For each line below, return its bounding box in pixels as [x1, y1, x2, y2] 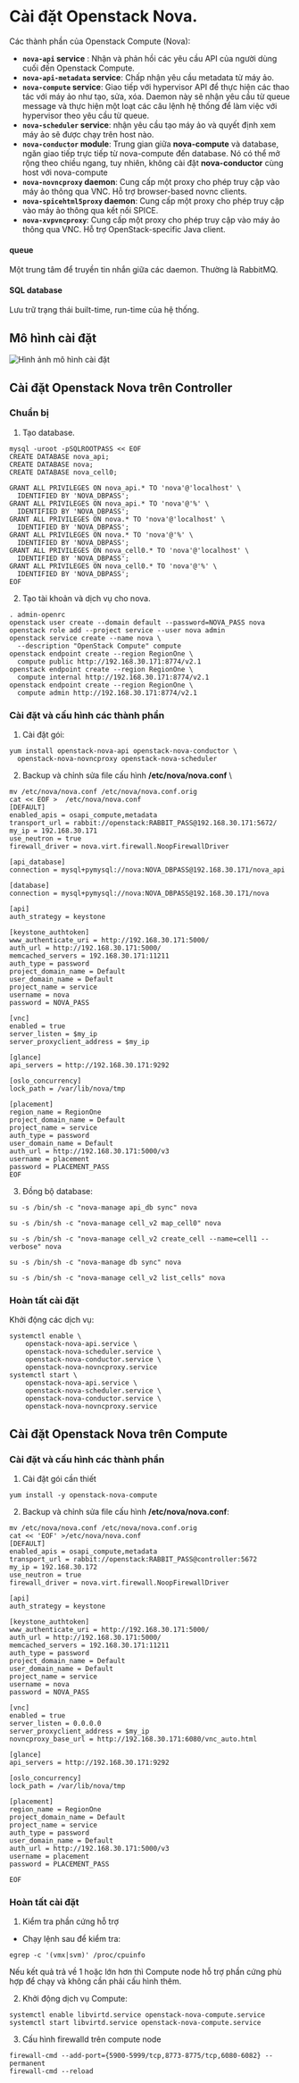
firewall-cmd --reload [9, 2067, 94, 2076]
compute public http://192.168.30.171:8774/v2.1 [17, 657, 202, 666]
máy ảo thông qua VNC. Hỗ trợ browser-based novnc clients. [21, 186, 247, 197]
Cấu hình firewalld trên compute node [21, 2034, 162, 2045]
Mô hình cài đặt [9, 330, 96, 346]
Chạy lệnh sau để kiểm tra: [21, 1934, 121, 1945]
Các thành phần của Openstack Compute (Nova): [9, 36, 191, 46]
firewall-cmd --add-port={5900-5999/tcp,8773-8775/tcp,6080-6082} [9, 2052, 262, 2061]
